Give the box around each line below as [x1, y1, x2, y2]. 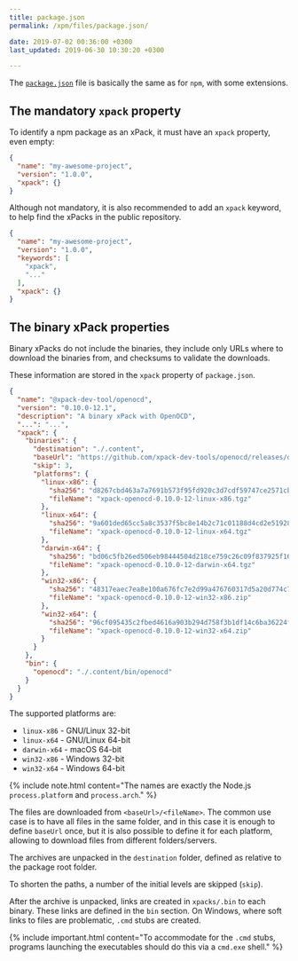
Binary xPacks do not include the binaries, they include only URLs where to [9, 343, 284, 354]
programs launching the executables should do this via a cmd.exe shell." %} [9, 941, 284, 952]
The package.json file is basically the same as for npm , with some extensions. [9, 77, 288, 89]
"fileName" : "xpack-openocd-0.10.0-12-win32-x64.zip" [48, 626, 252, 635]
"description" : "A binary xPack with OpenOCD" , [17, 412, 197, 421]
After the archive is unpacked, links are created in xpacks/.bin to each [9, 896, 266, 907]
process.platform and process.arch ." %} [9, 790, 158, 800]
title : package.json [9, 12, 86, 22]
